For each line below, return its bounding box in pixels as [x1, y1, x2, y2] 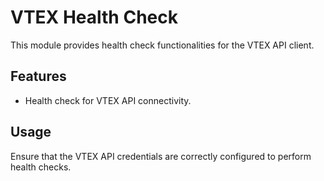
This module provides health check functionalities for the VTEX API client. [10, 39, 315, 51]
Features [10, 68, 67, 85]
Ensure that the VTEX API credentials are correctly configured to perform [10, 150, 312, 162]
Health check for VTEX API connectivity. [24, 94, 192, 106]
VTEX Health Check [10, 6, 178, 29]
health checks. [10, 161, 72, 173]
